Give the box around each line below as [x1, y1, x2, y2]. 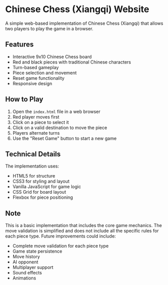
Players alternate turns [12, 130, 60, 136]
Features [5, 40, 34, 49]
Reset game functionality [12, 75, 65, 81]
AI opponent [12, 259, 39, 265]
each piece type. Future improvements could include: [5, 233, 116, 239]
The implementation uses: [5, 163, 60, 169]
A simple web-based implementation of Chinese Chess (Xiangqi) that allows [5, 20, 163, 26]
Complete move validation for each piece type [12, 243, 109, 249]
